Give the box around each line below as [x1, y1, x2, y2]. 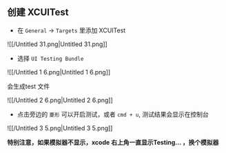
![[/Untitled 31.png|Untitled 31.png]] [7, 40, 108, 48]
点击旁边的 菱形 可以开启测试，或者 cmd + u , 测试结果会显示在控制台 [17, 110, 209, 119]
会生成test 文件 [7, 82, 50, 90]
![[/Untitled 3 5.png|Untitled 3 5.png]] [7, 123, 113, 132]
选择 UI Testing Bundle [17, 54, 84, 62]
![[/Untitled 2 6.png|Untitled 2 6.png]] [7, 96, 114, 104]
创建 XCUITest [7, 6, 69, 19]
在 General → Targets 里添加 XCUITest [17, 26, 126, 34]
